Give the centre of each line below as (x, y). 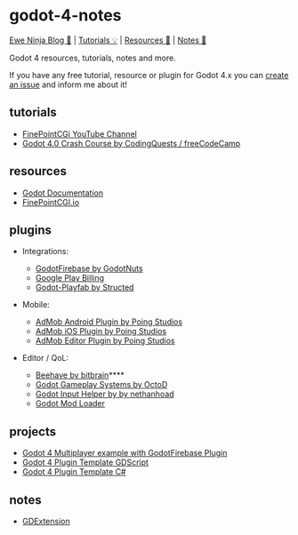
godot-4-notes (65, 16)
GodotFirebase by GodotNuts (89, 268)
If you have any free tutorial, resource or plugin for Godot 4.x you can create (149, 75)
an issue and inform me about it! (68, 84)
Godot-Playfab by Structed (85, 287)
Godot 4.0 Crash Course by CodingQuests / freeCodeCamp (131, 143)
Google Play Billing (70, 278)
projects (33, 431)
